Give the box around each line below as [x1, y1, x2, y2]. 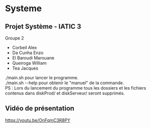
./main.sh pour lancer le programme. [5, 75, 79, 80]
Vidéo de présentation [5, 104, 75, 112]
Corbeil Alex [12, 45, 37, 50]
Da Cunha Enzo [12, 50, 44, 55]
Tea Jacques [12, 65, 39, 71]
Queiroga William [12, 60, 47, 66]
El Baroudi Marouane [12, 55, 55, 61]
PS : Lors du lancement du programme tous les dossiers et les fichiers [5, 85, 147, 91]
